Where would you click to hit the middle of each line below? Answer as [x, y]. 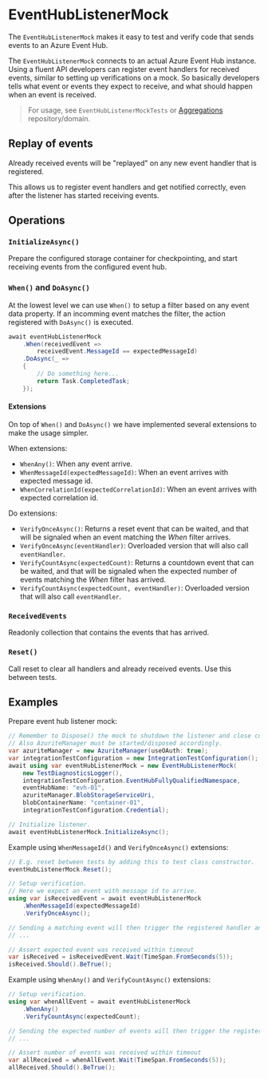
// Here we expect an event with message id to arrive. [103, 891]
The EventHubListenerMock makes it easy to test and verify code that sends [131, 37]
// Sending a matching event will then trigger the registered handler [130, 927]
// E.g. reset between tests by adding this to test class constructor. [132, 862]
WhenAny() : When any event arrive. [76, 464]
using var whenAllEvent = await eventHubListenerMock [100, 1002]
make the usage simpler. [49, 433]
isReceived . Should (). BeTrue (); [60, 964]
